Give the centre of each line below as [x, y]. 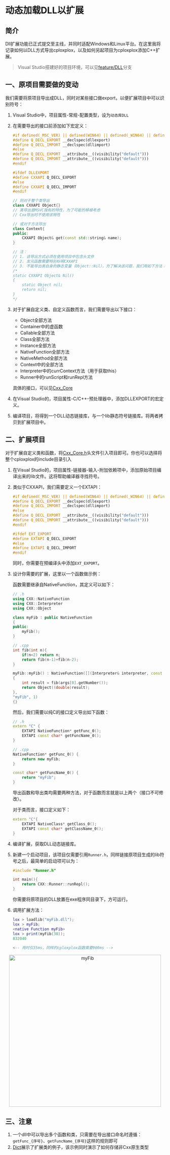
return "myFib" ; [39, 778]
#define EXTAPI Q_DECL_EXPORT [45, 538]
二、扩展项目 [25, 439]
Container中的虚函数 [41, 326]
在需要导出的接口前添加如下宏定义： [50, 126]
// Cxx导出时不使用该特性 [36, 215]
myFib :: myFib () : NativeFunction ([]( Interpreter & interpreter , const [88, 673]
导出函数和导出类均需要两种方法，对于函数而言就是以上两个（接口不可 [86, 793]
